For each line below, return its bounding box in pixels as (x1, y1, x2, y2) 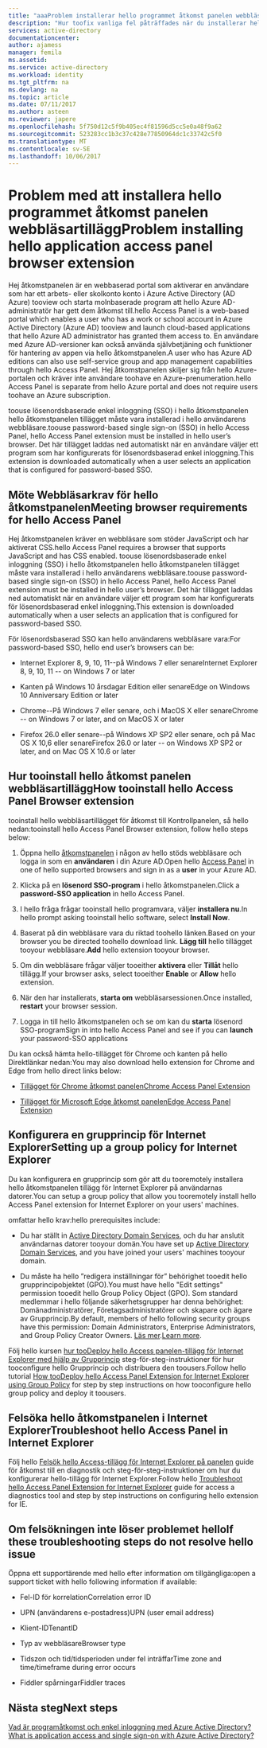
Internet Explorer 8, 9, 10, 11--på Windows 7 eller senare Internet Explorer (19, 658, 258, 667)
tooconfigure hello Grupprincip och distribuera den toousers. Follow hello (8, 1363, 246, 1372)
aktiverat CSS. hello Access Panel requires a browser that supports (8, 543, 226, 552)
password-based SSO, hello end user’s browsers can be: (8, 642, 195, 652)
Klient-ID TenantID (19, 1623, 78, 1633)
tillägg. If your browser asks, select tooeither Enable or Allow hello (19, 969, 237, 978)
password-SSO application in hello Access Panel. (19, 888, 185, 898)
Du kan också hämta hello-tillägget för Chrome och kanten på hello (8, 1048, 228, 1059)
